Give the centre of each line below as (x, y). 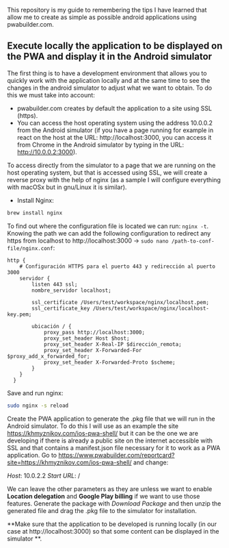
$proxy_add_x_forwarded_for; (49, 356)
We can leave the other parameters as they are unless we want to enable (110, 488)
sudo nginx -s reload (38, 406)
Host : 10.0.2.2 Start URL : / (44, 475)
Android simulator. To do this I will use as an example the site (93, 426)
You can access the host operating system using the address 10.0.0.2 (115, 123)
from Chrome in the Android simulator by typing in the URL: (100, 145)
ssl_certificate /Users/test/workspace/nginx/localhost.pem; (121, 302)
